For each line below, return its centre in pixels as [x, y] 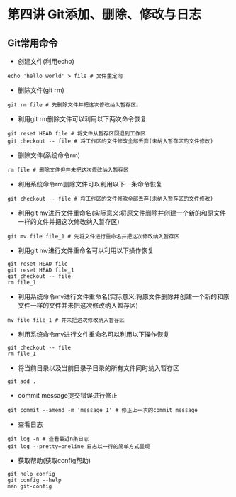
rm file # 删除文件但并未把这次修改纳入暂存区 [68, 170]
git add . [22, 381]
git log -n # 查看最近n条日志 [48, 439]
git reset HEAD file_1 [41, 270]
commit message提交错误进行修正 [68, 395]
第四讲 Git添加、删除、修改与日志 [105, 15]
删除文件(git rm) [41, 90]
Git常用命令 [33, 43]
